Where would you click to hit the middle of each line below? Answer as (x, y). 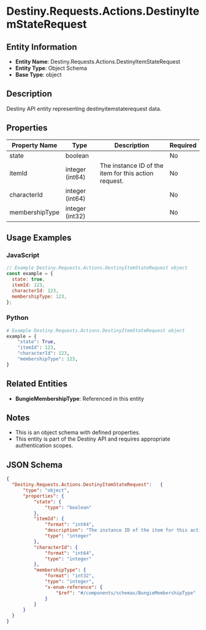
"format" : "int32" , (70, 576)
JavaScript (23, 255)
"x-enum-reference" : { (74, 587)
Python (17, 318)
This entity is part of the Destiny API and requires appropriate (93, 439)
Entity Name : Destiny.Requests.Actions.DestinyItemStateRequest (98, 62)
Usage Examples (39, 238)
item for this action (127, 173)
